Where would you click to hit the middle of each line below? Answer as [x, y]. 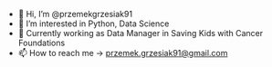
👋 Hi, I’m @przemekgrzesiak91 [75, 14]
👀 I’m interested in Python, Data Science [94, 24]
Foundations [42, 43]
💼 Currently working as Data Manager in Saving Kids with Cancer [141, 33]
